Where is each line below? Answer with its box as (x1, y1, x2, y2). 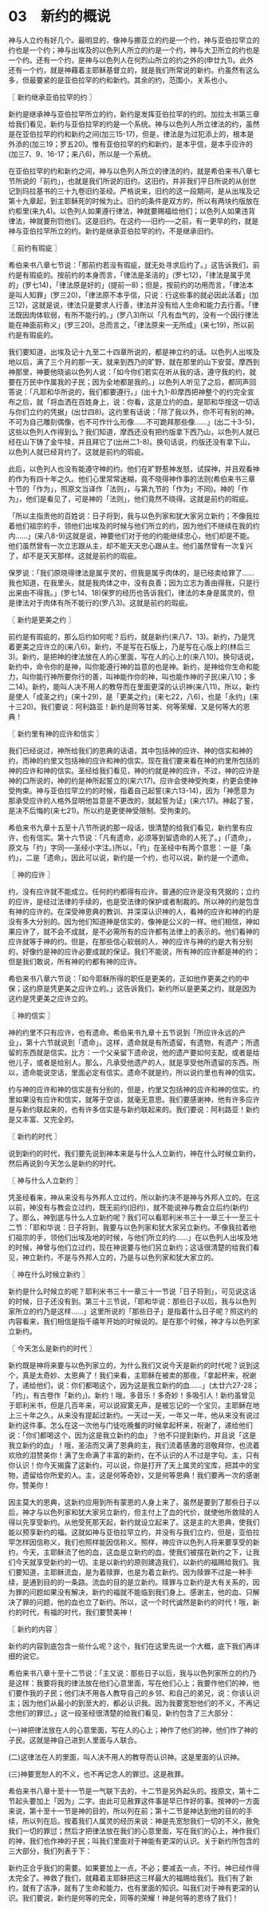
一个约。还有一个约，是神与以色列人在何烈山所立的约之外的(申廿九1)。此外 (8, 55, 254, 65)
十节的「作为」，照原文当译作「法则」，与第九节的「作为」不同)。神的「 (8, 484, 242, 493)
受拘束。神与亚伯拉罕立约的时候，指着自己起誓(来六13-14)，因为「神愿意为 (8, 785, 255, 796)
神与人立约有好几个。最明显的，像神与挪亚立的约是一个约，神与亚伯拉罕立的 (8, 35, 260, 45)
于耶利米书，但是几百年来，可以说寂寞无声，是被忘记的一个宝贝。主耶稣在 (8, 1400, 253, 1410)
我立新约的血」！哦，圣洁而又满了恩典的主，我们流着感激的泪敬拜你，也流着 (8, 1440, 260, 1449)
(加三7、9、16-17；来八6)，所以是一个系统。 (8, 149, 156, 158)
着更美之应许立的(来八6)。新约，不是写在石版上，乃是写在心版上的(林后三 (8, 641, 251, 652)
